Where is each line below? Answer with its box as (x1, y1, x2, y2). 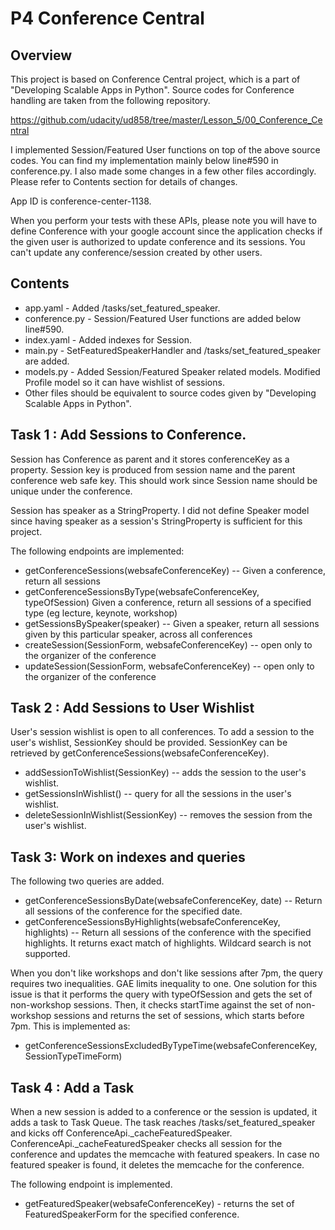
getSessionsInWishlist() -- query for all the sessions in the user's (24, 788, 292, 800)
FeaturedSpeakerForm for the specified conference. (24, 1208, 240, 1221)
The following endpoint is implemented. (10, 1178, 173, 1191)
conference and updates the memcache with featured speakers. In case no (10, 1148, 320, 1161)
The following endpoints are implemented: (10, 545, 185, 557)
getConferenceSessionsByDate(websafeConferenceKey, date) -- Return (24, 895, 323, 907)
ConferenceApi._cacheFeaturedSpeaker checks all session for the (10, 1138, 283, 1150)
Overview (10, 47, 73, 64)
